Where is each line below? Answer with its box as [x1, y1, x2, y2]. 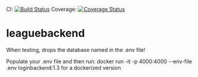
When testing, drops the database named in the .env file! [6, 46, 146, 53]
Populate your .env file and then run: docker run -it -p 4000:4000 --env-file [6, 57, 192, 65]
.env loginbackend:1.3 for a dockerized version [6, 64, 121, 71]
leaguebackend [6, 27, 85, 40]
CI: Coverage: [6, 6, 77, 13]
